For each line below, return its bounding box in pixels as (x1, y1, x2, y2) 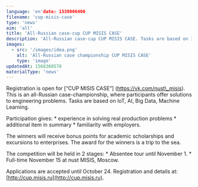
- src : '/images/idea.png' (11, 47, 78, 53)
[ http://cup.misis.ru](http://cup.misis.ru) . (6, 174, 104, 181)
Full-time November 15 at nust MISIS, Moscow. (6, 156, 120, 163)
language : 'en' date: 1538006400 (6, 8, 85, 15)
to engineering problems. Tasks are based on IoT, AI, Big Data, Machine (6, 98, 180, 105)
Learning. (6, 103, 29, 111)
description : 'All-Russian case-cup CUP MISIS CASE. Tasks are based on (6, 36, 189, 42)
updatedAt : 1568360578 (6, 63, 62, 69)
